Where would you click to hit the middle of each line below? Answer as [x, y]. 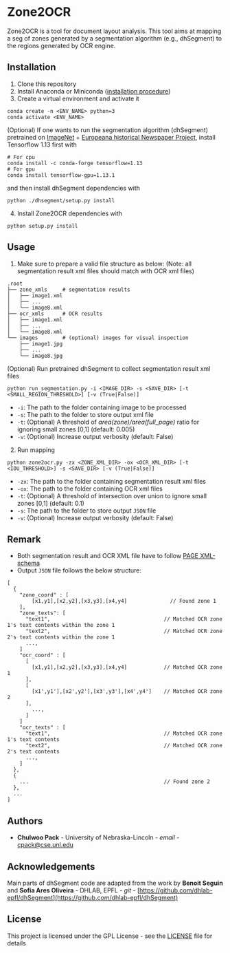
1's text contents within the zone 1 [61, 625]
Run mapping [36, 450]
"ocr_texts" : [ [43, 728]
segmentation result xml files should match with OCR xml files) [105, 271]
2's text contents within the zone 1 [61, 637]
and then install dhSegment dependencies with [74, 188]
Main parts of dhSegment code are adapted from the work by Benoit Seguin [115, 883]
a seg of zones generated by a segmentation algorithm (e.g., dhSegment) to [114, 38]
